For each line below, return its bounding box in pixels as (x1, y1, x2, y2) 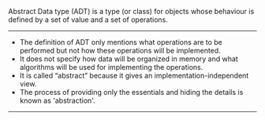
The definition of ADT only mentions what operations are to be (19, 38, 223, 46)
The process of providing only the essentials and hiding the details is (19, 88, 244, 96)
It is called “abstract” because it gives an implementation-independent (19, 71, 249, 80)
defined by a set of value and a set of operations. (8, 15, 168, 24)
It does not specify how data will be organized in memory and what (19, 54, 238, 64)
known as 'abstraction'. (19, 96, 96, 105)
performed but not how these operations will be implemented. (19, 46, 221, 55)
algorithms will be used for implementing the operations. (19, 63, 203, 71)
